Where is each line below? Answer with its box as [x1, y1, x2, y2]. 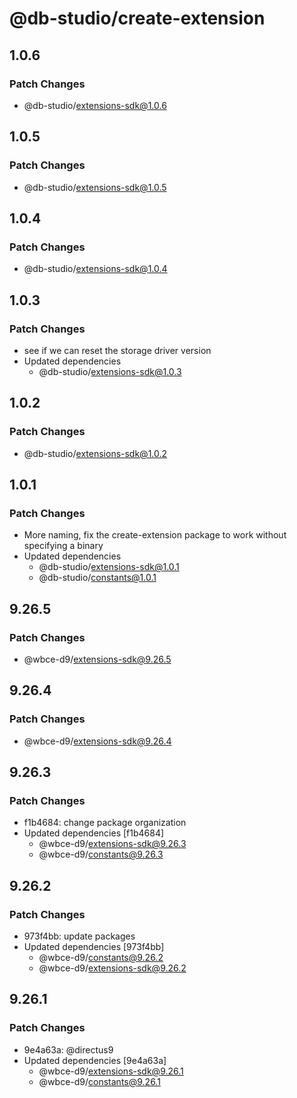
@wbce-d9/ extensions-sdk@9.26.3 [38, 838, 187, 850]
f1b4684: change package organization [23, 817, 187, 829]
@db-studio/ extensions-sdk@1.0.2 [23, 447, 168, 459]
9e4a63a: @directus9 [23, 1043, 114, 1056]
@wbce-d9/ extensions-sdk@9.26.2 [38, 962, 187, 974]
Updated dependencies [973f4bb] [23, 941, 165, 953]
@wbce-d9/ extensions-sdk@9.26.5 [23, 653, 172, 665]
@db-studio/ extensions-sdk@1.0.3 [38, 365, 182, 377]
